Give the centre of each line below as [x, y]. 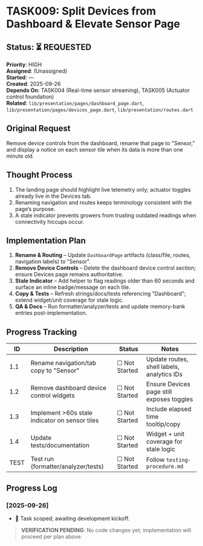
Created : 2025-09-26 [34, 84]
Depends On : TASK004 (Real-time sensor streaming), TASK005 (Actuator [98, 90]
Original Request [38, 128]
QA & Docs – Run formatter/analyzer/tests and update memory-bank [100, 307]
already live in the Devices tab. [53, 196]
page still [159, 392]
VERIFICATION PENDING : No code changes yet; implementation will [106, 530]
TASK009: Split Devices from [81, 11]
